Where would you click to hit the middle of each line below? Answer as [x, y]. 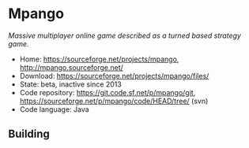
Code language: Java [54, 109]
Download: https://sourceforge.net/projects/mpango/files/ [114, 76]
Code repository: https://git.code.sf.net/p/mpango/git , [108, 92]
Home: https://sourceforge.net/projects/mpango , [99, 59]
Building [29, 134]
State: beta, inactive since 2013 [71, 84]
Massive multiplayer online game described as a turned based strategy [124, 35]
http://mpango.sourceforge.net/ [72, 67]
